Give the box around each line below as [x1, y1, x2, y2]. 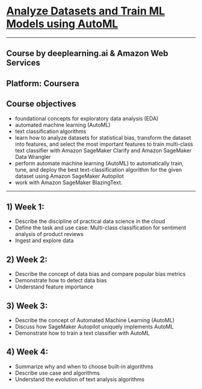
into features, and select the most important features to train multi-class [14, 140, 194, 148]
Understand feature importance [14, 283, 94, 290]
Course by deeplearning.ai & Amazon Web [6, 48, 168, 58]
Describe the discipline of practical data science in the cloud [14, 218, 165, 225]
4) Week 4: [6, 347, 49, 357]
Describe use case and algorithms [14, 369, 100, 376]
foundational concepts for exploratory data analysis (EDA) [14, 114, 159, 122]
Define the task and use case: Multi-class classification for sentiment [14, 224, 186, 231]
